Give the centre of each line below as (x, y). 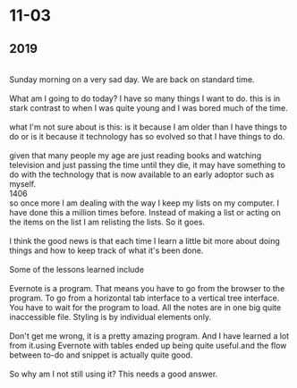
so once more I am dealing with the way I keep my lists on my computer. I (144, 203)
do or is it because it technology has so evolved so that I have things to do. (147, 136)
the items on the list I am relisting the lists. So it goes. (107, 222)
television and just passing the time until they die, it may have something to (148, 165)
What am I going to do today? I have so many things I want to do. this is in (145, 98)
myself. (23, 184)
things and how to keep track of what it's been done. (106, 250)
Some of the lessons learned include (77, 270)
